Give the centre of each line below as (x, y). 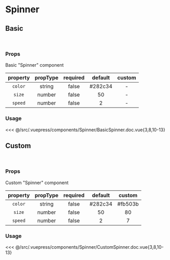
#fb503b (128, 204)
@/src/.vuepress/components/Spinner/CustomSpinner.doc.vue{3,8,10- (89, 247)
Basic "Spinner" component (34, 65)
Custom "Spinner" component (37, 183)
